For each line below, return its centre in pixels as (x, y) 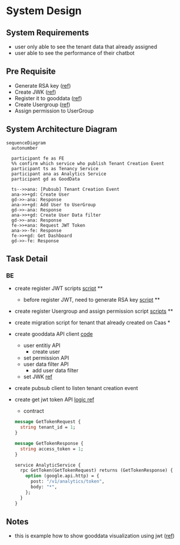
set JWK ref (38, 377)
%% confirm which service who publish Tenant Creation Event (88, 163)
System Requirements (48, 33)
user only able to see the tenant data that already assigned (86, 47)
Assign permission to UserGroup (54, 111)
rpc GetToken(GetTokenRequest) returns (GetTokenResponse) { (97, 470)
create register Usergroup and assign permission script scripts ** (94, 311)
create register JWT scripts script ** (59, 288)
